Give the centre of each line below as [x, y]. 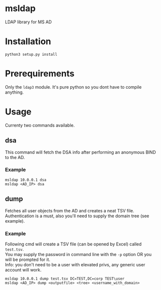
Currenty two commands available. [40, 125]
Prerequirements [40, 74]
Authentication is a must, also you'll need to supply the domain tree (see [77, 216]
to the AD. [15, 157]
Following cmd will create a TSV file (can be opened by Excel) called [73, 244]
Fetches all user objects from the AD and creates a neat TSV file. [70, 210]
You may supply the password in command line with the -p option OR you [78, 254]
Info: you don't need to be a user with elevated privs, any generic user [75, 264]
